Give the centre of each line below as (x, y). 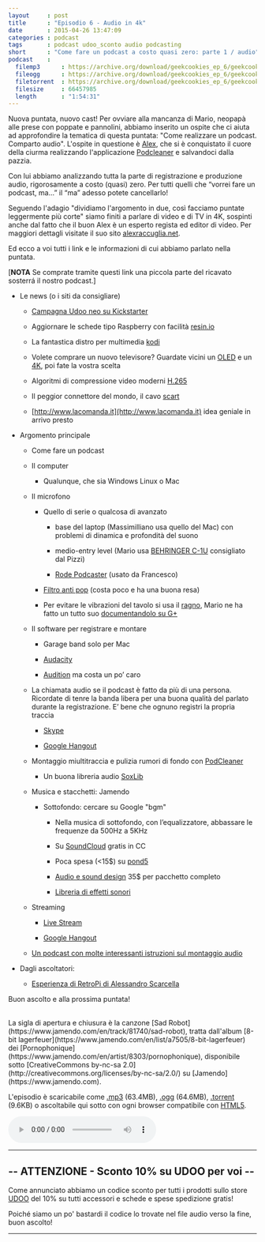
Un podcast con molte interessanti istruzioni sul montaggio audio (137, 954)
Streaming (48, 907)
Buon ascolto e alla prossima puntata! (69, 999)
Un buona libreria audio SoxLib (93, 777)
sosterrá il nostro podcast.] (52, 280)
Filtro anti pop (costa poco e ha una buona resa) (121, 590)
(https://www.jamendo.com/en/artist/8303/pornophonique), (106, 1056)
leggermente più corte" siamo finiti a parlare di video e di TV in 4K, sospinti (130, 216)
